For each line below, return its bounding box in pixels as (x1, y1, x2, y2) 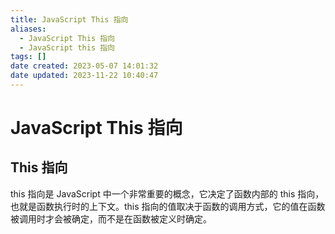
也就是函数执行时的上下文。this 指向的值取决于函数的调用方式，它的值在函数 (10, 200, 326, 212)
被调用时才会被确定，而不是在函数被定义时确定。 (10, 212, 212, 225)
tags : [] (10, 52, 47, 62)
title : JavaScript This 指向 (10, 14, 129, 25)
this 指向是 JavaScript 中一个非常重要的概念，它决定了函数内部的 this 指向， (10, 187, 325, 200)
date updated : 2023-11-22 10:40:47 (10, 71, 159, 81)
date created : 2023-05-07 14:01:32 (10, 61, 159, 71)
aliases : (10, 24, 47, 34)
